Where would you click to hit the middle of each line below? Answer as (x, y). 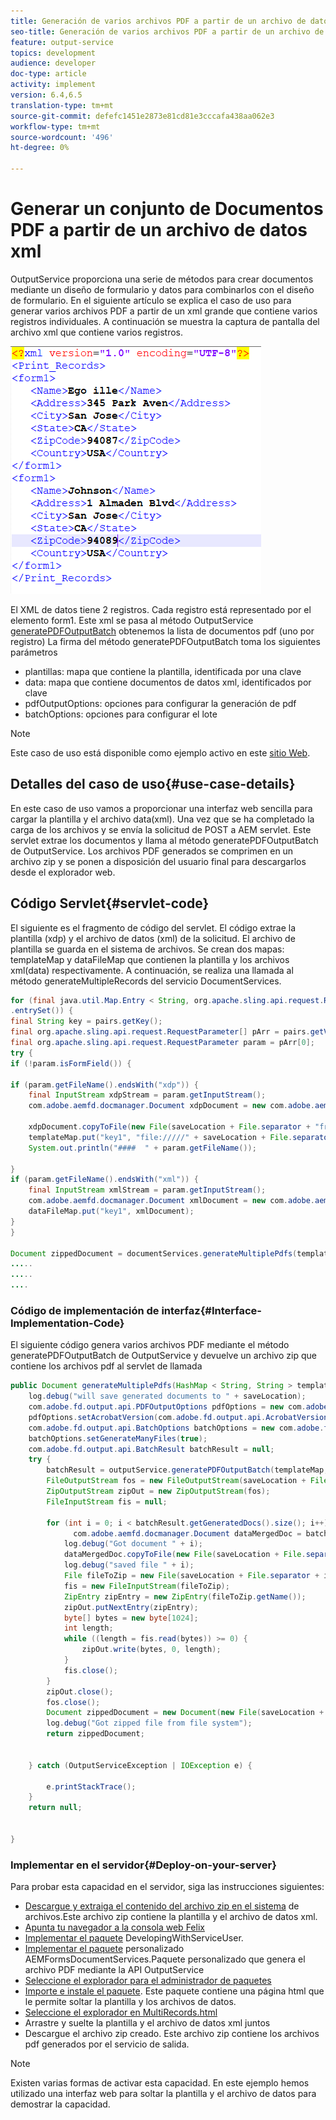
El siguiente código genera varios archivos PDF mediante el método (150, 1345)
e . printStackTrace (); (91, 1786)
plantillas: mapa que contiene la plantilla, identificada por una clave (163, 671)
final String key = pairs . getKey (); (86, 1021)
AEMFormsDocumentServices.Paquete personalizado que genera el (165, 1959)
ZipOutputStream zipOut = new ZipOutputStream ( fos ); (158, 1491)
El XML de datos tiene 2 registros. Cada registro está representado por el (161, 609)
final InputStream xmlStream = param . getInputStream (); (147, 1190)
